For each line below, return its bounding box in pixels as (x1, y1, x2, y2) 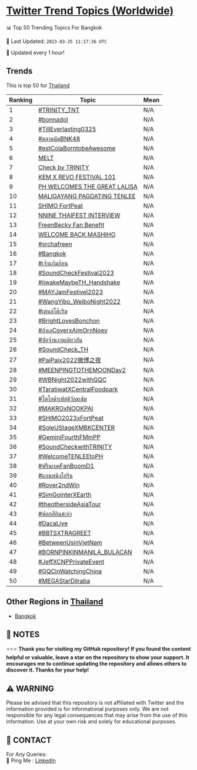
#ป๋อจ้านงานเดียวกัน (38, 335, 83, 344)
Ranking (9, 96, 33, 104)
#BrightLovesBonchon (38, 317, 100, 325)
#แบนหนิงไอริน (38, 471, 74, 479)
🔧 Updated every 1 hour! (6, 49, 65, 56)
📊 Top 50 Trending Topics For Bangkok (6, 24, 102, 31)
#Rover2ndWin (38, 481, 80, 489)
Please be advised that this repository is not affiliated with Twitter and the (6, 699, 184, 706)
